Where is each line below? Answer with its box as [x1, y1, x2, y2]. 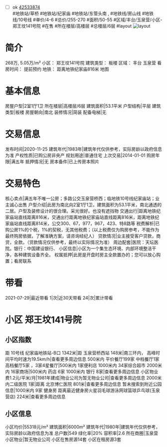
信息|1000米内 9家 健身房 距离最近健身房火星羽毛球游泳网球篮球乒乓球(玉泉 [5, 387, 161, 393]
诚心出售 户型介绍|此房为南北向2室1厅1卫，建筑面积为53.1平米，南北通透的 [9, 201, 162, 207]
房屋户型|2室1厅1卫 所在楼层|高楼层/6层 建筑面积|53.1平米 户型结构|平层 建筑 [5, 102, 161, 109]
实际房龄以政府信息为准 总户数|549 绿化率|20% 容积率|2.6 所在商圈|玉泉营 [5, 430, 159, 436]
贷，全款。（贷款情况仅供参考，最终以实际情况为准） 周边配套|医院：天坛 [5, 239, 155, 245]
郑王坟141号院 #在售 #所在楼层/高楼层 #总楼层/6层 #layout [12, 23, 132, 29]
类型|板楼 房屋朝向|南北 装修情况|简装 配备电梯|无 [5, 109, 107, 115]
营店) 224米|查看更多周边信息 [5, 393, 66, 399]
